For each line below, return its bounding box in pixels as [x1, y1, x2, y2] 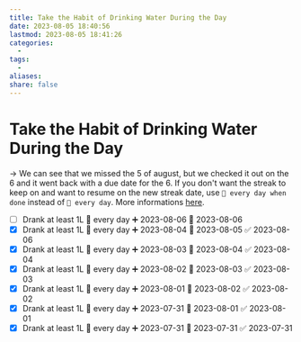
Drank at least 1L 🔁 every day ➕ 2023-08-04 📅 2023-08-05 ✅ [22, 224, 252, 235]
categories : [9, 38, 54, 48]
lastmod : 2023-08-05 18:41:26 [9, 30, 123, 39]
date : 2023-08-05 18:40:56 [9, 22, 111, 31]
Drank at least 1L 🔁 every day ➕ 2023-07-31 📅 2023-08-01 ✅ [22, 302, 248, 313]
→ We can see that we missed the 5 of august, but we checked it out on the [9, 167, 289, 178]
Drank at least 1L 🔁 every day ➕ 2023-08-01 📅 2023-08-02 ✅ [22, 283, 250, 293]
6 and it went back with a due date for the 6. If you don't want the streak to [9, 177, 287, 188]
